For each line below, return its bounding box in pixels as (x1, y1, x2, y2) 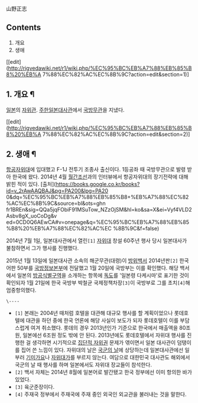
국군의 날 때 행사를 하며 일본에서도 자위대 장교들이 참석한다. (14, 361, 152, 368)
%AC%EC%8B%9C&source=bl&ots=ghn (6, 200, 106, 207)
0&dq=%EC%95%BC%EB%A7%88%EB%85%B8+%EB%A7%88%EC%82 (6, 194, 189, 201)
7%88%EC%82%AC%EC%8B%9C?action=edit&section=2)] (42, 131, 190, 138)
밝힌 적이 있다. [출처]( (6, 181, 56, 188)
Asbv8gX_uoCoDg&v (6, 212, 57, 220)
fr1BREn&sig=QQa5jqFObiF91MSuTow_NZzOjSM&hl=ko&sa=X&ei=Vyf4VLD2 (6, 206, 192, 213)
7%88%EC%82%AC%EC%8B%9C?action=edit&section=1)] (42, 70, 189, 78)
